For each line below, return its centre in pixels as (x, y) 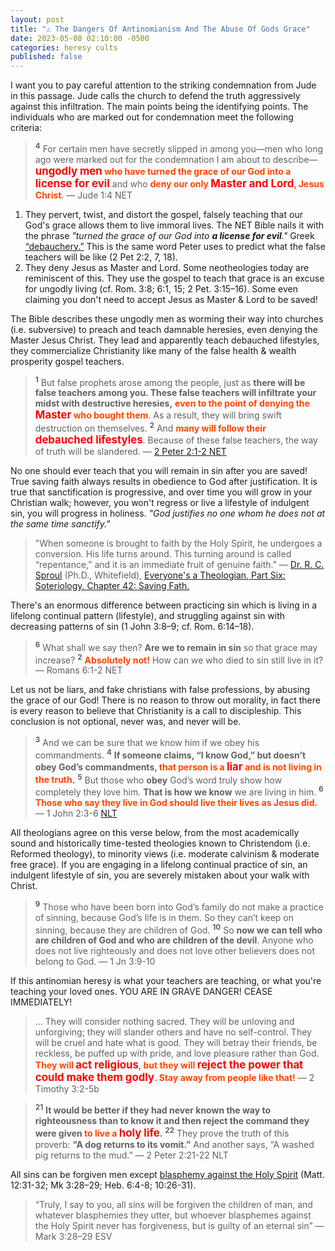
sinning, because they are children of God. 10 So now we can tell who (178, 929)
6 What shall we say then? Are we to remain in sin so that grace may (176, 646)
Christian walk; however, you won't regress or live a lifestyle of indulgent (160, 503)
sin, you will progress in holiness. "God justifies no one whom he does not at (168, 513)
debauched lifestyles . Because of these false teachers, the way (176, 440)
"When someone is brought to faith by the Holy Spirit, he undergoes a (178, 543)
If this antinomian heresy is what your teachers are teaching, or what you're (166, 981)
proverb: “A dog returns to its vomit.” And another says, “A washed (174, 1144)
